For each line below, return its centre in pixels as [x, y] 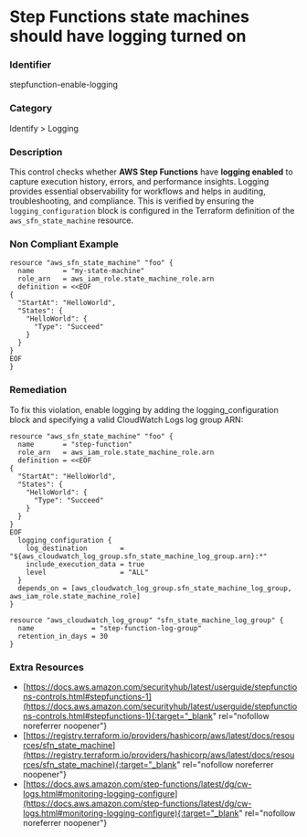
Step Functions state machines [129, 17]
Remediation [38, 390]
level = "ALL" [87, 572]
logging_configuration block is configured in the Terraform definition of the [152, 211]
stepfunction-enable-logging [64, 85]
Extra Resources [47, 667]
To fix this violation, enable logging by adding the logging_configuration [144, 409]
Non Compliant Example [64, 244]
